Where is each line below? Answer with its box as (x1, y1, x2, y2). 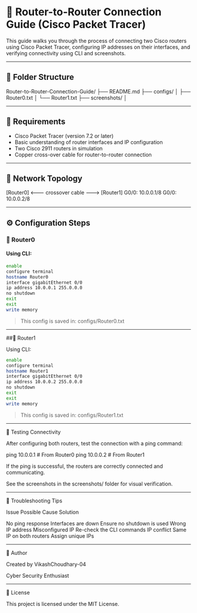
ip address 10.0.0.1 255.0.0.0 (6, 285, 83, 291)
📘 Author (6, 549, 28, 556)
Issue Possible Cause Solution (6, 508, 79, 515)
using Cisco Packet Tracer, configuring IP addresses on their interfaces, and (6, 43, 191, 51)
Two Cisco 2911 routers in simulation (14, 145, 103, 152)
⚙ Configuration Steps (6, 217, 91, 228)
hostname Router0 (6, 274, 49, 280)
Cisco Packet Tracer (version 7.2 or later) (14, 132, 114, 139)
